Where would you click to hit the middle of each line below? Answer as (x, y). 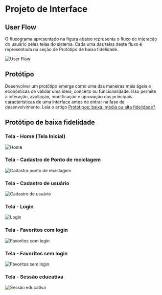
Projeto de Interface (46, 9)
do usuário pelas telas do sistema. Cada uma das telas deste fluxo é (74, 44)
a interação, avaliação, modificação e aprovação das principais (69, 96)
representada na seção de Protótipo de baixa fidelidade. (62, 49)
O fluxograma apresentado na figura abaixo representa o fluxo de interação (81, 39)
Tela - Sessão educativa (34, 277)
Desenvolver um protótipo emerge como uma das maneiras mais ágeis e (78, 86)
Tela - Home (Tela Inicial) (35, 136)
